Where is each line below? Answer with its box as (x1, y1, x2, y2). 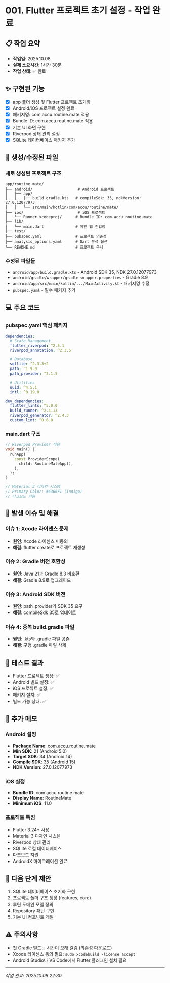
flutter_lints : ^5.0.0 (10, 403, 58, 408)
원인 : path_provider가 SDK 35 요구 (12, 603, 83, 609)
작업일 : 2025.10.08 (12, 56, 51, 61)
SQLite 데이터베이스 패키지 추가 (12, 137, 75, 143)
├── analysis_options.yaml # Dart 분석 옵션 (5, 239, 108, 244)
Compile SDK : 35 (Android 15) (12, 759, 76, 765)
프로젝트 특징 (5, 814, 35, 821)
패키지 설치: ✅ (12, 692, 41, 698)
